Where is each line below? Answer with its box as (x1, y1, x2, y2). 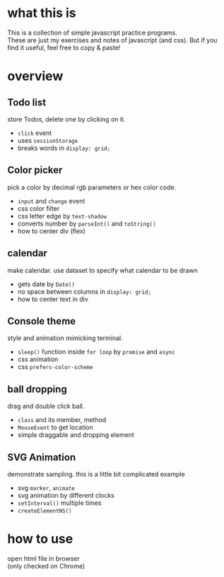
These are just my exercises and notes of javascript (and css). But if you (7, 35, 218, 44)
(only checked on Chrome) (7, 561, 86, 570)
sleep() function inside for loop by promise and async (17, 348, 175, 356)
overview (7, 69, 64, 84)
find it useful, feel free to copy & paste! (7, 43, 121, 52)
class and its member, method (17, 416, 107, 424)
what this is (7, 5, 76, 21)
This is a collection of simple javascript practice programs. (7, 28, 178, 37)
